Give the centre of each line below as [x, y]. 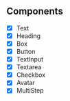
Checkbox [31, 75]
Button [26, 52]
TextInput [30, 59]
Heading [28, 36]
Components [35, 11]
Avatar [25, 83]
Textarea [29, 67]
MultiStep [30, 91]
